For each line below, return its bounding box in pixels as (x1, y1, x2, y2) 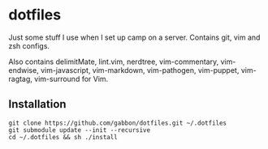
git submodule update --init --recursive (8, 126, 151, 134)
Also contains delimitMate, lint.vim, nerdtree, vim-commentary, (8, 57, 219, 66)
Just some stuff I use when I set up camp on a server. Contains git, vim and (8, 32, 261, 42)
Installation (8, 97, 67, 111)
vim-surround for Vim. (33, 74, 109, 83)
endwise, (8, 65, 39, 74)
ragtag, (8, 74, 32, 83)
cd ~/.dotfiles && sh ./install (8, 133, 118, 141)
